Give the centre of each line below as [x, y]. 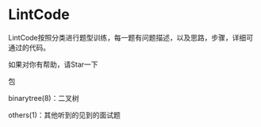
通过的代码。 [29, 47]
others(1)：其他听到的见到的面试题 [64, 115]
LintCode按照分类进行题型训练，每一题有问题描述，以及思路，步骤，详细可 [131, 37]
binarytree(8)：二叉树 [44, 98]
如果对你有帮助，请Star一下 [53, 64]
